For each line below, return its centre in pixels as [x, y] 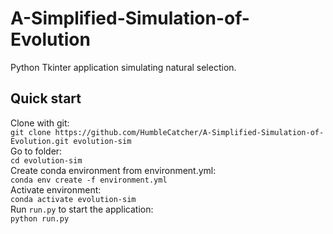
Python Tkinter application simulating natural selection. [123, 67]
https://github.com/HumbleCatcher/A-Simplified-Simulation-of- [189, 132]
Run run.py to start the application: [82, 209]
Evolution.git [40, 141]
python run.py [40, 218]
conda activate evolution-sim [73, 199]
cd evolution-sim [46, 160]
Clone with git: [40, 123]
